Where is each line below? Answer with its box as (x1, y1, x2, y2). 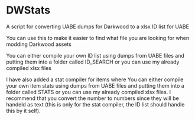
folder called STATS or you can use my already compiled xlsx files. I (6, 88, 171, 95)
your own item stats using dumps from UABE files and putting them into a (6, 82, 184, 89)
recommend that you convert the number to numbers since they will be (6, 95, 179, 102)
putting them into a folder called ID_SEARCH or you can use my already (6, 58, 180, 65)
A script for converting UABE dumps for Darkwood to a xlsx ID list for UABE (6, 23, 189, 30)
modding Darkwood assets (6, 41, 72, 48)
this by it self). (6, 107, 41, 114)
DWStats (6, 4, 51, 17)
